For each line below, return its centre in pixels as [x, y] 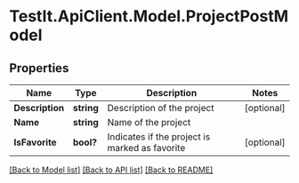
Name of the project [149, 122]
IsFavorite [35, 142]
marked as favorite [146, 148]
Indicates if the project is [159, 137]
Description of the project [161, 108]
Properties [39, 68]
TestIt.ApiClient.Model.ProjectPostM [149, 16]
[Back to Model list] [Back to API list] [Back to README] [111, 170]
